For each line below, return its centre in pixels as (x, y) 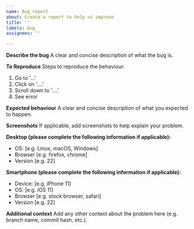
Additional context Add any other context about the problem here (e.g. (92, 214)
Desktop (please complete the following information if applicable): (89, 137)
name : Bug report (27, 11)
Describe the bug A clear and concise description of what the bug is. (90, 55)
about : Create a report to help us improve (60, 17)
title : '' (18, 22)
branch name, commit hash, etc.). (47, 220)
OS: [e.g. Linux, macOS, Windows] (56, 149)
